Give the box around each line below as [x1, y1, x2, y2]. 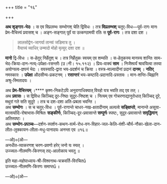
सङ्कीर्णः [47, 110, 61, 116]
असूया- [149, 104, 161, 110]
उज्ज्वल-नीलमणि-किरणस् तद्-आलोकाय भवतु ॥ [5, 148, 80, 154]
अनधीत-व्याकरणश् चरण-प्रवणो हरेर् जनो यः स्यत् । [5, 142, 85, 148]
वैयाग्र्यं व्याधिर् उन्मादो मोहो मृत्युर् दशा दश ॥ [17, 45, 85, 51]
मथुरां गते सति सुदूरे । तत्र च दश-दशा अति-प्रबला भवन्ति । [5, 99, 97, 104]
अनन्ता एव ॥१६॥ [59, 127, 88, 133]
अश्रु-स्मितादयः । [5, 77, 32, 83]
